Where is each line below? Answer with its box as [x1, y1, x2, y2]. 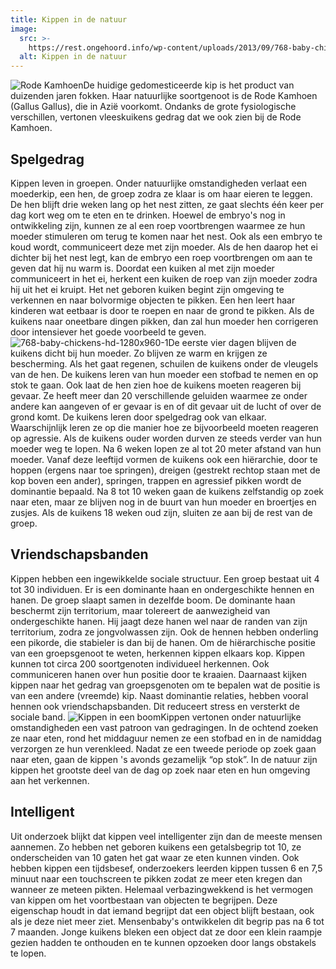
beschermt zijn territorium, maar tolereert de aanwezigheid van [10, 604, 271, 616]
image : [10, 24, 38, 34]
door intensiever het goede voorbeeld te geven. [10, 326, 207, 338]
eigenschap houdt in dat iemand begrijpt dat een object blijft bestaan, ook [10, 904, 315, 916]
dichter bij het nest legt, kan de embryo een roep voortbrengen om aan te [10, 251, 313, 263]
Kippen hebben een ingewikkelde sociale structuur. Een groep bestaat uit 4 [10, 572, 320, 585]
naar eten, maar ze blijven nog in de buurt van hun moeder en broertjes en [10, 496, 317, 508]
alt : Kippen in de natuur [19, 52, 128, 62]
